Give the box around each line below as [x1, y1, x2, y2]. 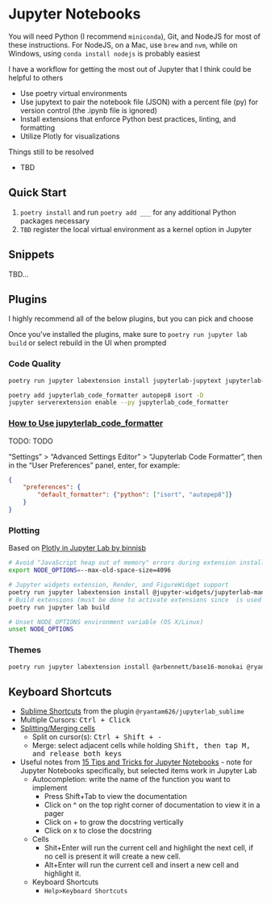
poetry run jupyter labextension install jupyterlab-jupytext [8, 377, 222, 385]
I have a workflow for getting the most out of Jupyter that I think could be [8, 64, 252, 73]
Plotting [8, 525, 40, 536]
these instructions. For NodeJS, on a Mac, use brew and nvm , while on [8, 40, 238, 49]
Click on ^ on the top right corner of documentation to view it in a [44, 800, 261, 810]
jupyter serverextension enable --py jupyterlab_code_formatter [8, 398, 229, 407]
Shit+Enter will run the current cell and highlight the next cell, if [44, 843, 254, 853]
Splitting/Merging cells [19, 723, 95, 734]
